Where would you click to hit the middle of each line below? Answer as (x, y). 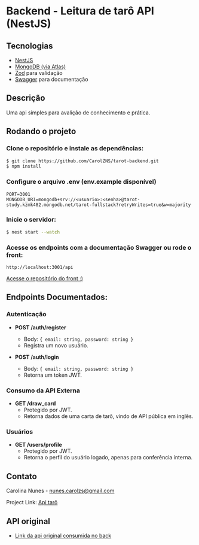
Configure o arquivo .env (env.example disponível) (81, 182)
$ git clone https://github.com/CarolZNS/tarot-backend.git (83, 161)
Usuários (20, 431)
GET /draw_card (35, 403)
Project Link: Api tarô (32, 502)
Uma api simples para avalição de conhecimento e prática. (78, 113)
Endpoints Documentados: (57, 297)
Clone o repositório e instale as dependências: (75, 149)
